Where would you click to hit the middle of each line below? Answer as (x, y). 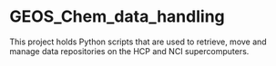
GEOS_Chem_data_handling (117, 17)
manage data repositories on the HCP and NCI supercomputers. (129, 51)
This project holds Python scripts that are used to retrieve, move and (138, 42)
